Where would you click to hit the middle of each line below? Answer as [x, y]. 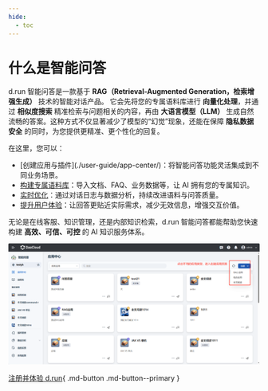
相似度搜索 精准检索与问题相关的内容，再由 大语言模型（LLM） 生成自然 [136, 111]
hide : [17, 17]
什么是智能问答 [57, 68]
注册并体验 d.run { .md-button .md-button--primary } [94, 377]
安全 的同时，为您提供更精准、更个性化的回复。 [86, 131]
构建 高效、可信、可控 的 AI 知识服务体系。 [79, 232]
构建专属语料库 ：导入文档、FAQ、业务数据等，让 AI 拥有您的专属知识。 [136, 185]
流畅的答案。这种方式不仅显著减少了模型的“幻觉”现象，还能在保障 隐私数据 [131, 121]
